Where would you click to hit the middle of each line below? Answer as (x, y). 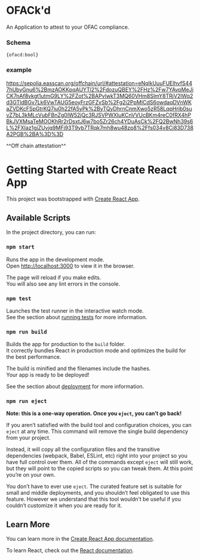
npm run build (27, 332)
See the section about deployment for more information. (75, 386)
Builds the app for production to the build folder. (66, 344)
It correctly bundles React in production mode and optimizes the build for (96, 350)
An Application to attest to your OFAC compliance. (68, 27)
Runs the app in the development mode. (55, 259)
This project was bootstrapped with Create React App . (73, 199)
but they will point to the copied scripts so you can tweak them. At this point (99, 468)
